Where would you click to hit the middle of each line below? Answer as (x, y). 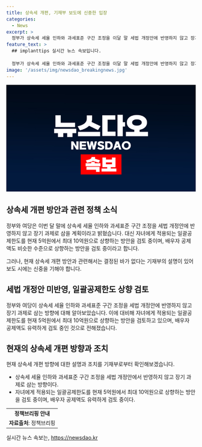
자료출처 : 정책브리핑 (32, 423)
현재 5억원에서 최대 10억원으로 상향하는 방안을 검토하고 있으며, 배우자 (108, 320)
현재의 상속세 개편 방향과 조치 (57, 349)
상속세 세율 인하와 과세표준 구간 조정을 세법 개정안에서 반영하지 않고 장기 (100, 377)
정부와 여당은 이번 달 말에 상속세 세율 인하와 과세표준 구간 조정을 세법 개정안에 (98, 226)
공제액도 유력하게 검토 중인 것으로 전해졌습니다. (62, 328)
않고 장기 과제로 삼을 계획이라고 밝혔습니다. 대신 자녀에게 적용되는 (99, 233)
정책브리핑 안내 (32, 414)
